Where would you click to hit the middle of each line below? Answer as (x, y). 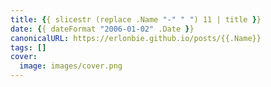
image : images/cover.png (71, 66)
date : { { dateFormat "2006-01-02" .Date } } (102, 29)
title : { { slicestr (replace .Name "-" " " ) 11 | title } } (136, 19)
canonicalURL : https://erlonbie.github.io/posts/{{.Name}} (136, 38)
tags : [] (28, 47)
